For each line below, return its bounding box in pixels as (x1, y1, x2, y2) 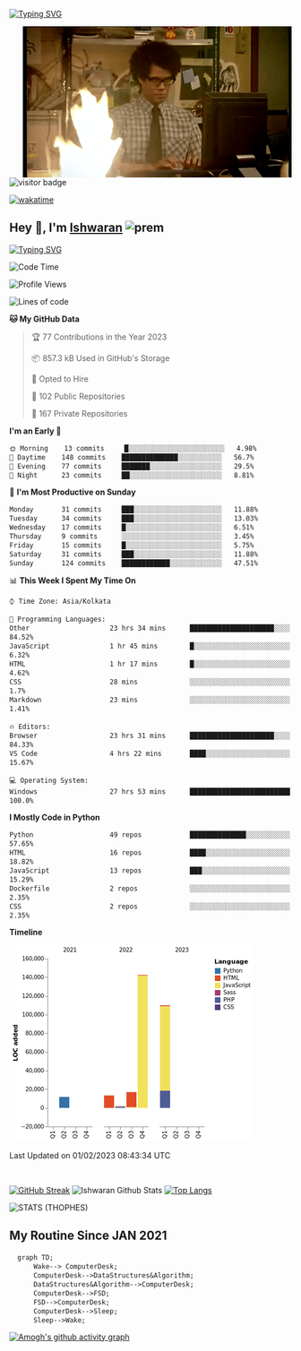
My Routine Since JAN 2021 (9, 1228, 168, 1243)
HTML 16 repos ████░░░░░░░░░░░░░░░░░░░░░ (9, 848, 291, 857)
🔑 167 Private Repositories (30, 408, 128, 418)
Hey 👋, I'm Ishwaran (9, 220, 123, 236)
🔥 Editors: (9, 722, 51, 731)
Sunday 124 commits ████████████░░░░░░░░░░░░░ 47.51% (9, 558, 258, 568)
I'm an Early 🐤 (9, 426, 62, 436)
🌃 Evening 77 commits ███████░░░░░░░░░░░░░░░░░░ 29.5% (9, 461, 254, 470)
